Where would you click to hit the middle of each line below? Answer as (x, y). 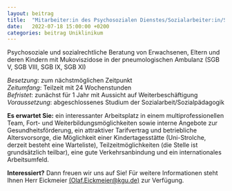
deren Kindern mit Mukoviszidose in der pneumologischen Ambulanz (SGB (113, 60)
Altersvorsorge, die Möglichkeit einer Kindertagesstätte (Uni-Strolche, (107, 138)
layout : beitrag (30, 13)
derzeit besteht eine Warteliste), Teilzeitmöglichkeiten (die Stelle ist (103, 145)
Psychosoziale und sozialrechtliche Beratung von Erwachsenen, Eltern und (114, 52)
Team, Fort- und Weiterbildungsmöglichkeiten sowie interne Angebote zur (112, 123)
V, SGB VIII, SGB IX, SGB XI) (47, 67)
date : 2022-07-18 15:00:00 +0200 (58, 26)
